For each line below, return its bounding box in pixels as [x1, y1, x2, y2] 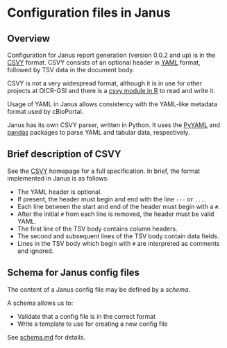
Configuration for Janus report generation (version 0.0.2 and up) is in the [7, 51, 216, 59]
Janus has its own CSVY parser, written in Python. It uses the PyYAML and [7, 121, 221, 129]
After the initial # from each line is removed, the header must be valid [17, 210, 215, 218]
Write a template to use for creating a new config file [17, 320, 168, 328]
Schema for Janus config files [7, 267, 140, 279]
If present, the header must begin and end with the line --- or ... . [17, 194, 206, 203]
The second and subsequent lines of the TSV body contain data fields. [17, 231, 219, 240]
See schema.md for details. [7, 333, 85, 341]
